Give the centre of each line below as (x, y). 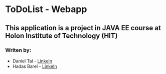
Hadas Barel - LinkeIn (35, 66)
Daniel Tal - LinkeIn (32, 61)
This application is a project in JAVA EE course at (83, 28)
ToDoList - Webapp (46, 9)
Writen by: (18, 50)
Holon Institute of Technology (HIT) (61, 35)
